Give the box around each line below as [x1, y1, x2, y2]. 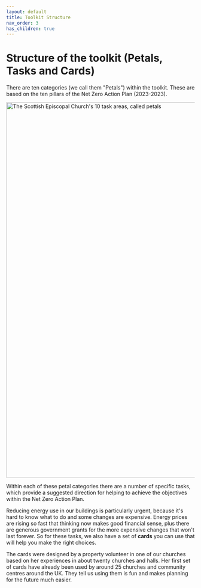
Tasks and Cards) [6, 64, 95, 78]
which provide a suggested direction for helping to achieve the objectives [6, 489, 187, 496]
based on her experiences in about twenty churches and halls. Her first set [6, 557, 191, 565]
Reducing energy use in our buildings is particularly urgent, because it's [6, 507, 184, 514]
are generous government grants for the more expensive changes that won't [6, 526, 194, 533]
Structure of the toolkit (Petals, [6, 52, 163, 65]
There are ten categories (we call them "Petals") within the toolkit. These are [6, 84, 195, 91]
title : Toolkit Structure [6, 14, 71, 20]
